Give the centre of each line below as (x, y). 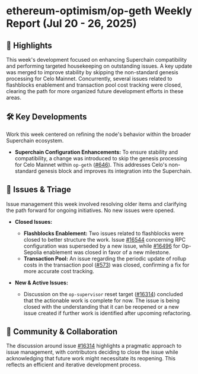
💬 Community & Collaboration (62, 332)
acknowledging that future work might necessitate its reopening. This (91, 359)
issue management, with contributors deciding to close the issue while (92, 352)
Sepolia (33, 252)
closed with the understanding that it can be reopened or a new (101, 306)
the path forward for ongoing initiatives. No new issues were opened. (90, 210)
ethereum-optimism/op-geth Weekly (99, 11)
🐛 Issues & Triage (39, 190)
